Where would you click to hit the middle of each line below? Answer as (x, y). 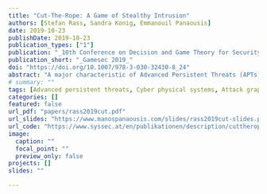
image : (19, 134)
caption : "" (35, 141)
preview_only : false (49, 156)
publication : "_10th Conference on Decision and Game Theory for (118, 52)
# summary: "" (32, 82)
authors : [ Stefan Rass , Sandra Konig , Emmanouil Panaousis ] (110, 23)
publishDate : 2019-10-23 (49, 38)
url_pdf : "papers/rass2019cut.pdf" (67, 112)
